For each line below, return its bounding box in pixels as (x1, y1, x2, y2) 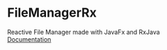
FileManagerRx (7, 5, 97, 21)
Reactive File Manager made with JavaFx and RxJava (7, 28, 160, 36)
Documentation (7, 35, 51, 43)
